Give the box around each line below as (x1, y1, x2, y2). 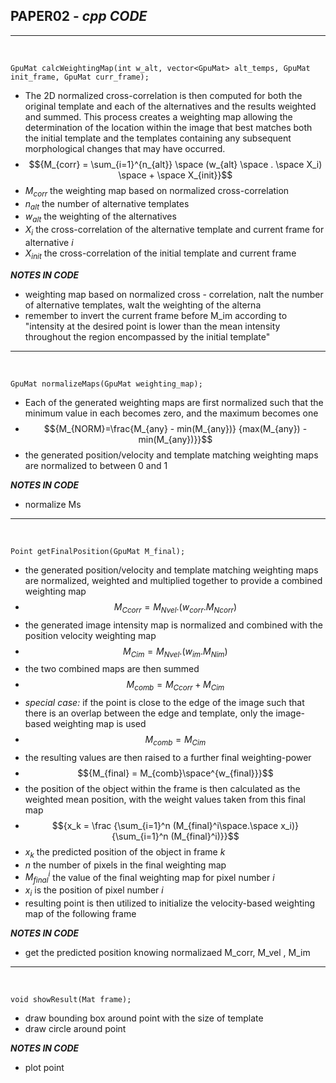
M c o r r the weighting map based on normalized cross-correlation (24, 184, 290, 199)
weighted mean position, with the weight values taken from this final (24, 793, 306, 805)
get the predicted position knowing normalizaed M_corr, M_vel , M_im (24, 947, 311, 959)
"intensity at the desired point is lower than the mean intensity (24, 320, 281, 332)
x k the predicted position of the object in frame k (24, 845, 226, 860)
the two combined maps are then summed (24, 663, 200, 675)
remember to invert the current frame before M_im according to (24, 309, 288, 321)
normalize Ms (24, 498, 82, 510)
